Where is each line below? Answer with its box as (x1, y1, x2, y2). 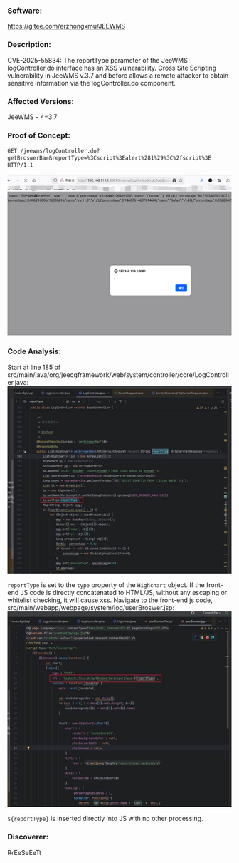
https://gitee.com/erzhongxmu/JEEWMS (7, 22, 126, 31)
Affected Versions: (7, 96, 75, 106)
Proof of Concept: (7, 130, 71, 140)
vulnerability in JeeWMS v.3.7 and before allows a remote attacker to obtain (7, 71, 229, 80)
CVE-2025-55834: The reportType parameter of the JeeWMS (7, 56, 188, 64)
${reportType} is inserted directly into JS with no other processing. (7, 815, 204, 823)
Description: (7, 40, 51, 50)
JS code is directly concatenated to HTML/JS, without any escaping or (20, 588, 228, 596)
